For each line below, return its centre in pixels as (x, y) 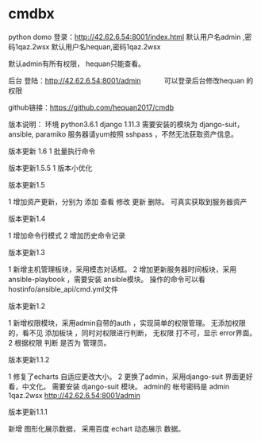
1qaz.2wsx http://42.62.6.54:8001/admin (75, 395)
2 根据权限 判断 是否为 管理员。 (59, 342)
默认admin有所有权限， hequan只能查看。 (77, 64)
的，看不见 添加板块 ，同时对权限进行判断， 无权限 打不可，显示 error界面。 (132, 333)
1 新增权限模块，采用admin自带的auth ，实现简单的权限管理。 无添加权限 (127, 323)
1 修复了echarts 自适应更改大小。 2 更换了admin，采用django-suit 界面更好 (131, 376)
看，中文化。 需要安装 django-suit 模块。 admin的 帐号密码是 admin (119, 386)
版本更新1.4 (27, 219)
